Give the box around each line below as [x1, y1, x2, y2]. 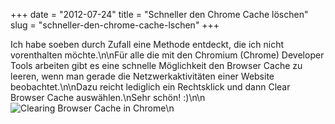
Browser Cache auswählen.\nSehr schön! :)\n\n [10, 92, 206, 103]
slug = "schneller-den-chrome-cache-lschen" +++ [10, 19, 220, 31]
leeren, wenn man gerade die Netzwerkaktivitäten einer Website [10, 70, 275, 82]
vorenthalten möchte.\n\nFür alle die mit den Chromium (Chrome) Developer [10, 49, 325, 61]
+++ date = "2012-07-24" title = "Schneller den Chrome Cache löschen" [10, 9, 309, 20]
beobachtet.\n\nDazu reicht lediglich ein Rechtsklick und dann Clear [10, 81, 291, 93]
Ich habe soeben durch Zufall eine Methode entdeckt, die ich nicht [10, 39, 285, 50]
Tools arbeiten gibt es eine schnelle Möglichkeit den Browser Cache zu [10, 60, 303, 71]
